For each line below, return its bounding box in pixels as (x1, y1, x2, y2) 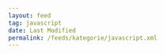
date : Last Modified (8, 26, 77, 34)
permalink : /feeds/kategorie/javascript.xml (8, 33, 158, 42)
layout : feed (8, 11, 51, 20)
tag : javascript (8, 19, 62, 27)
